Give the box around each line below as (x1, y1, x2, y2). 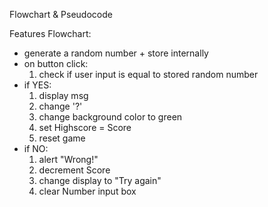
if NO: (23, 143, 49, 154)
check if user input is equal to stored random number (38, 69, 259, 80)
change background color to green (38, 111, 183, 123)
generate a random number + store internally (23, 47, 209, 59)
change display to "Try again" (38, 175, 162, 186)
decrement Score (38, 164, 111, 176)
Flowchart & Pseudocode (9, 9, 113, 20)
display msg (38, 90, 89, 101)
